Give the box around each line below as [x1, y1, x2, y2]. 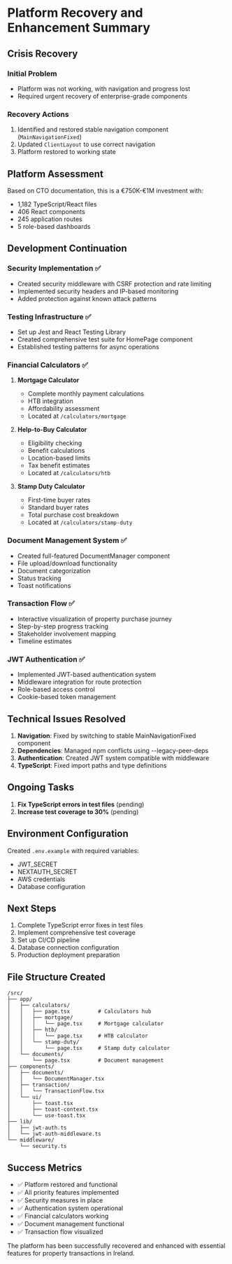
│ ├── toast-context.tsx [7, 1106, 99, 1114]
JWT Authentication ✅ [7, 654, 85, 664]
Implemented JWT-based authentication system [17, 670, 157, 679]
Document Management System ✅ [7, 535, 127, 545]
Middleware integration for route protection [17, 677, 142, 687]
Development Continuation [7, 243, 127, 255]
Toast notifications [17, 581, 71, 589]
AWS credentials [17, 875, 66, 883]
